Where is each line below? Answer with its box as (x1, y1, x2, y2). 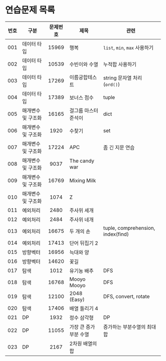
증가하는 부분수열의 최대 (103, 324, 157, 330)
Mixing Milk (69, 177, 96, 184)
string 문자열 (103, 74, 132, 81)
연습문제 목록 (5, 4, 55, 16)
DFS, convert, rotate (103, 293, 150, 300)
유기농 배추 (69, 267, 94, 274)
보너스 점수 (69, 94, 94, 101)
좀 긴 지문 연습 (103, 144, 135, 151)
